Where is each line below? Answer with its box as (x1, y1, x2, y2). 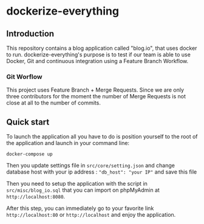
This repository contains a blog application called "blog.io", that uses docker (6, 44, 197, 52)
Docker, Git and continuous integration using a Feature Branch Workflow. (6, 58, 189, 64)
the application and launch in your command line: (6, 140, 129, 147)
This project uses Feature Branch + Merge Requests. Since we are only (6, 86, 184, 93)
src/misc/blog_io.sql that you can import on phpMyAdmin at (6, 186, 160, 194)
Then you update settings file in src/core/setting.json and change (6, 162, 175, 169)
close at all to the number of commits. (6, 99, 101, 107)
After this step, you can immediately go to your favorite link (6, 205, 154, 212)
